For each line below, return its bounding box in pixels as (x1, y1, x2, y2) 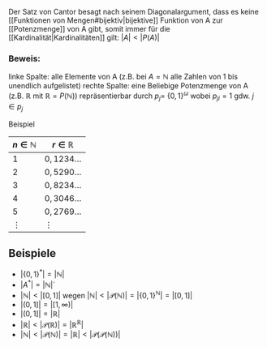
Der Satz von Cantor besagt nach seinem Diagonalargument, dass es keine (8, 7, 260, 16)
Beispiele (8, 246, 57, 260)
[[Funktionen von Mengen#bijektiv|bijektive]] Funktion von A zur (8, 15, 223, 25)
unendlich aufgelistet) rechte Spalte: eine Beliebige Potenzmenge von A (8, 81, 249, 91)
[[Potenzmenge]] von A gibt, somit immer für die (8, 24, 170, 33)
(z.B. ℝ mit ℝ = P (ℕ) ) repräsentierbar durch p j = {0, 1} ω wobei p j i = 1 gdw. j (8, 89, 254, 102)
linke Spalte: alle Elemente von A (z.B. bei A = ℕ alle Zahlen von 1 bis (8, 72, 238, 82)
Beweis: (8, 53, 41, 64)
